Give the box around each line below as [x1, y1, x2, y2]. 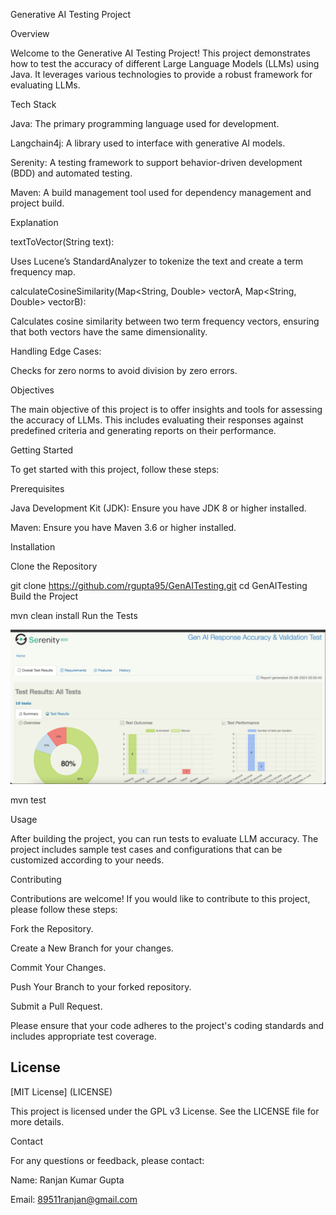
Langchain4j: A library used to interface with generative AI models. [10, 137, 286, 149]
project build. [10, 197, 65, 209]
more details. [10, 1115, 65, 1128]
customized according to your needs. [10, 854, 165, 866]
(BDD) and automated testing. [10, 167, 133, 179]
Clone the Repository [10, 560, 98, 572]
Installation [10, 541, 56, 553]
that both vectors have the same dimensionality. [10, 326, 208, 338]
